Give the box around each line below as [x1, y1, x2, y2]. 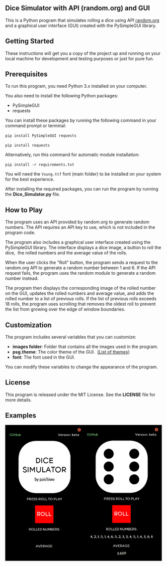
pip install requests [5, 143, 50, 148]
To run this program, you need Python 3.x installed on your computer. [5, 83, 148, 89]
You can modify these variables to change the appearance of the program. [5, 364, 158, 370]
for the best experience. [5, 177, 55, 183]
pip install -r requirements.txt [5, 162, 75, 168]
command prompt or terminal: [5, 123, 66, 129]
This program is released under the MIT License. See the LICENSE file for [5, 391, 156, 397]
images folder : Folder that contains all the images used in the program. [12, 344, 159, 350]
